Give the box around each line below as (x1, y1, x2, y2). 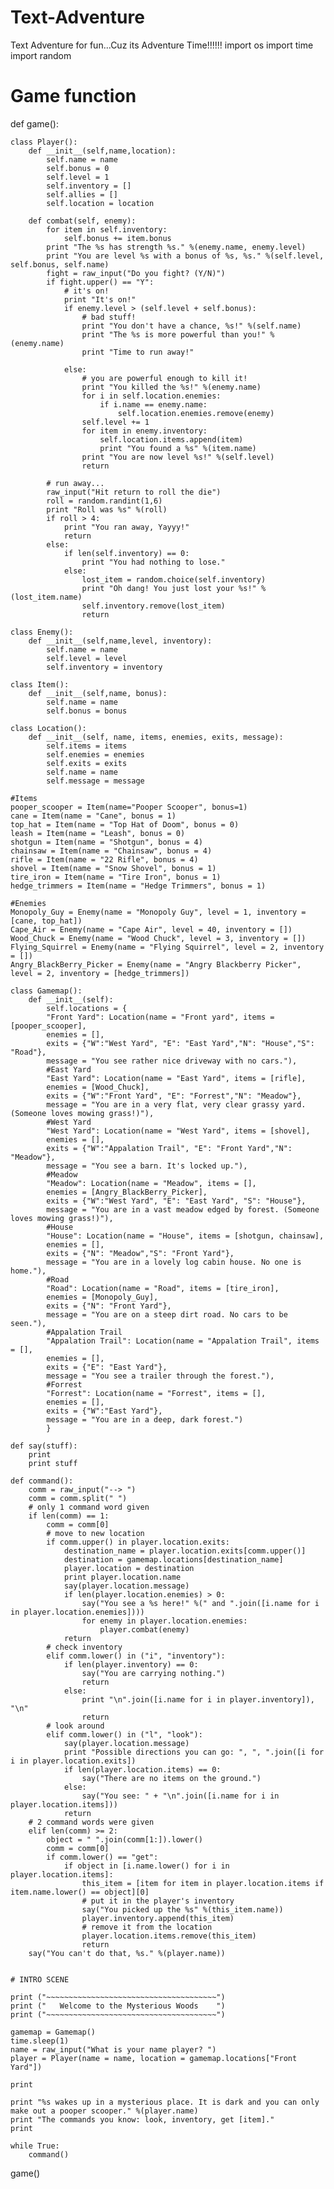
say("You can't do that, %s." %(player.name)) (28, 1948, 226, 1958)
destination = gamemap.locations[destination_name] (63, 1554, 284, 1565)
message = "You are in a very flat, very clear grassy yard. (46, 1099, 307, 1110)
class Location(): (10, 723, 87, 733)
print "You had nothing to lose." (81, 557, 226, 567)
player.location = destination (63, 1563, 195, 1573)
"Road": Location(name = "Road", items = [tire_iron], (46, 1283, 280, 1293)
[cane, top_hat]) (10, 916, 83, 926)
